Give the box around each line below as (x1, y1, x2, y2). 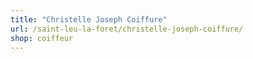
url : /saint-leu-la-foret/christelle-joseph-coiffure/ (10, 24, 244, 34)
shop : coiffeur (10, 33, 74, 43)
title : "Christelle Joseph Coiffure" (10, 14, 168, 25)
